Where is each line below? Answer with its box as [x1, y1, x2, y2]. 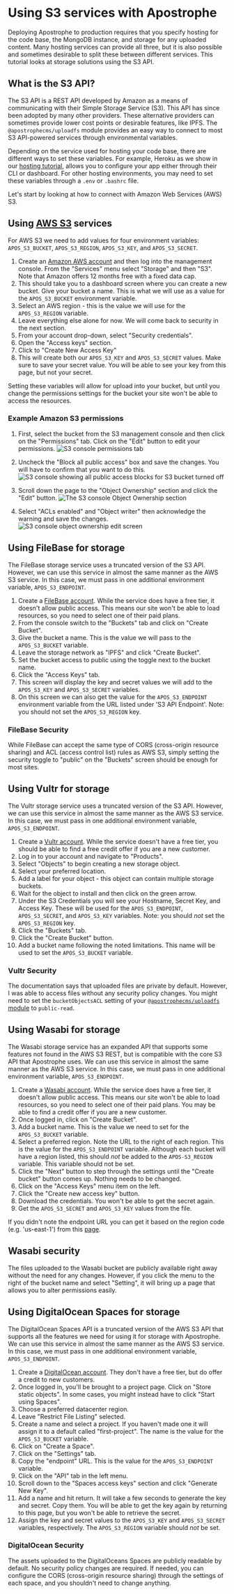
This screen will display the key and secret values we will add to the [17, 677, 213, 686]
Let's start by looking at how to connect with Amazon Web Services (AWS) [8, 190, 222, 198]
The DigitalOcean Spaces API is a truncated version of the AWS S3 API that [8, 1324, 224, 1333]
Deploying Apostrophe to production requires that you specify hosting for [8, 28, 219, 36]
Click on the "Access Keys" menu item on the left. [17, 1181, 161, 1190]
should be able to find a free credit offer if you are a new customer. [17, 845, 211, 853]
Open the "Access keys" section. [17, 338, 113, 346]
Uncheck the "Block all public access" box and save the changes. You [17, 458, 219, 466]
